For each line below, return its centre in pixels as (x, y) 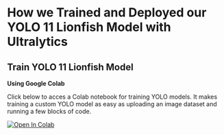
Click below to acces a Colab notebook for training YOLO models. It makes (112, 97)
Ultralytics (38, 42)
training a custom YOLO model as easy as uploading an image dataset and (112, 104)
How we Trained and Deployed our (107, 13)
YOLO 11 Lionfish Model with (89, 27)
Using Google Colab (36, 83)
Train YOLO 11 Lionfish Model (70, 67)
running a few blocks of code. (49, 111)
